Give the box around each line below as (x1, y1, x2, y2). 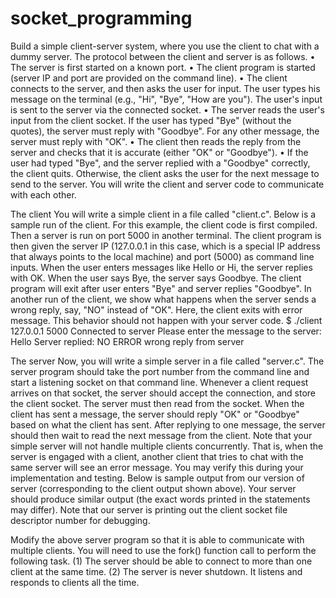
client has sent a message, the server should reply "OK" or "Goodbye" (10, 408, 300, 420)
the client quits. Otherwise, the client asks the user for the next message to (10, 167, 320, 179)
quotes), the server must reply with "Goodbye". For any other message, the (10, 125, 320, 137)
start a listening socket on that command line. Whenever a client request (10, 376, 309, 388)
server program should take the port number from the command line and (10, 365, 310, 377)
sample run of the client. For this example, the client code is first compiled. (10, 218, 318, 231)
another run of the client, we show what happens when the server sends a (10, 293, 317, 305)
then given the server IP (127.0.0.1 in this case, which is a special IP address (10, 240, 321, 252)
